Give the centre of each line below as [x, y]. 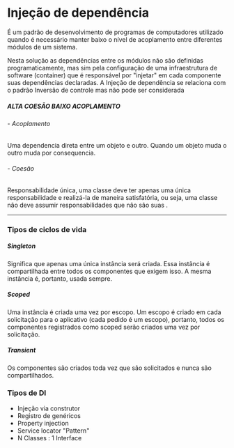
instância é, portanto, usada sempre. [60, 278]
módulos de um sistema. [42, 47]
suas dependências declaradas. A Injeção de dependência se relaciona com [117, 82]
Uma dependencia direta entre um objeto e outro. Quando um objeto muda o [117, 145]
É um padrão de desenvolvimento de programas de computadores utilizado [116, 32]
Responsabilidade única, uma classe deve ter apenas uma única [99, 190]
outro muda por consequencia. [52, 153]
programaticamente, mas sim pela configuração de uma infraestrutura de [112, 68]
